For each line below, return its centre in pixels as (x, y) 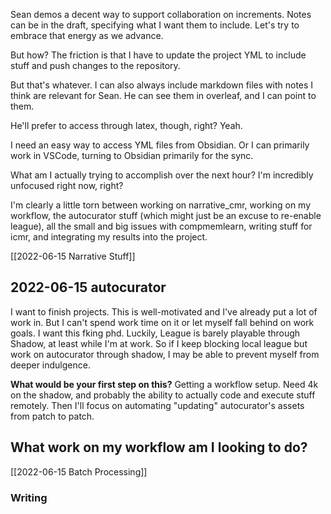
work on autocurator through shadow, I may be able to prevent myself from (165, 354)
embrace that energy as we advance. (87, 35)
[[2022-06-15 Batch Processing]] (79, 471)
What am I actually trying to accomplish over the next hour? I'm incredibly (162, 175)
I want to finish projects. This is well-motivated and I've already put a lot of (164, 311)
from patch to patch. (52, 416)
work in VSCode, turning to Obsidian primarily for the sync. (132, 155)
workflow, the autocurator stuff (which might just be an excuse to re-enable (166, 215)
